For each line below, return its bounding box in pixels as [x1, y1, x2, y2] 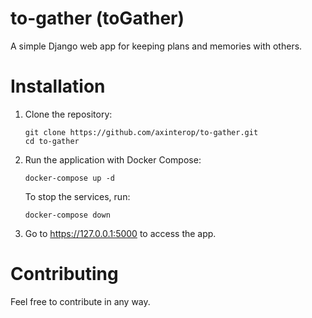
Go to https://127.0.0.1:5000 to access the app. [24, 227, 217, 239]
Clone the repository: [24, 108, 113, 120]
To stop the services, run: [24, 190, 131, 202]
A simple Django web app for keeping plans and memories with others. [10, 40, 303, 52]
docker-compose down [24, 210, 111, 220]
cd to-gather [24, 136, 80, 146]
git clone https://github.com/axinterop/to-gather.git [24, 127, 259, 137]
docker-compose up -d [24, 173, 115, 183]
